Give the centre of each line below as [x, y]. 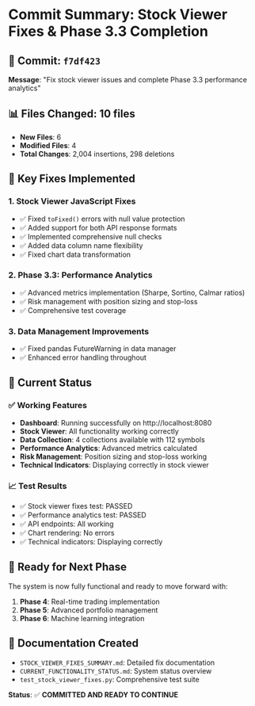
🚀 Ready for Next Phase [67, 567]
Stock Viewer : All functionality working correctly [99, 431]
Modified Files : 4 [48, 145]
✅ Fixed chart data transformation [75, 254]
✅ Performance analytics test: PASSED [83, 515]
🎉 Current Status [50, 383]
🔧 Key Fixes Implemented [72, 179]
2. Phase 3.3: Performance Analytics [80, 275]
